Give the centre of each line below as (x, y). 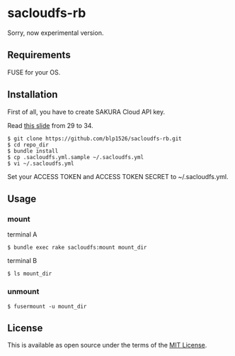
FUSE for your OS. (34, 72)
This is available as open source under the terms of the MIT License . (107, 345)
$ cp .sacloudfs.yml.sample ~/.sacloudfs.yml (75, 157)
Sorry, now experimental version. (56, 33)
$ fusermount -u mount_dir (47, 306)
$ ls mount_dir (30, 274)
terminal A (22, 234)
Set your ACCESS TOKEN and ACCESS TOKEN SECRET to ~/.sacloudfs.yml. (118, 176)
